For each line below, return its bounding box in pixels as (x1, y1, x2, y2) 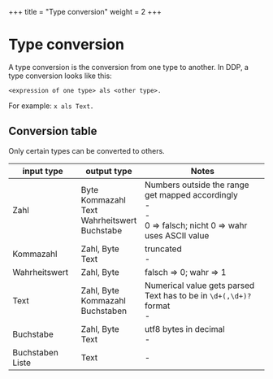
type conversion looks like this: (8, 71, 112, 81)
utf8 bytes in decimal (145, 323, 225, 334)
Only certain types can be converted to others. (8, 146, 165, 155)
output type (84, 165, 132, 176)
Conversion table (8, 124, 97, 138)
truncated (145, 243, 182, 255)
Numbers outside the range (145, 179, 249, 190)
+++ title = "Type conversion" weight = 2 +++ (8, 7, 162, 16)
